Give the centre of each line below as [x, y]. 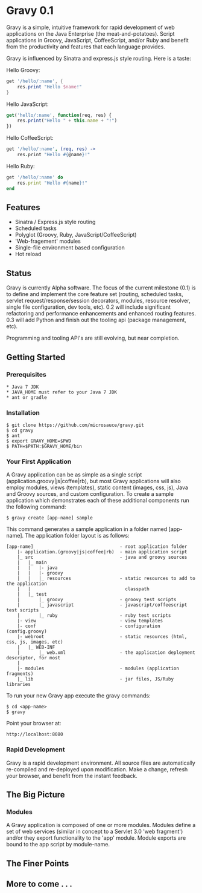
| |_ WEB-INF [36, 648]
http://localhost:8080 [35, 734]
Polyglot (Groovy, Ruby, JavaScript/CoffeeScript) [76, 235]
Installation [23, 412]
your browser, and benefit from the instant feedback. [72, 776]
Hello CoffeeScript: [30, 138]
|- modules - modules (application [98, 669]
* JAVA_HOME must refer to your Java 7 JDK [62, 392]
